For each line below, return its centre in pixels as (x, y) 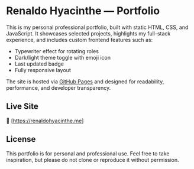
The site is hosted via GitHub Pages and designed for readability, (85, 82)
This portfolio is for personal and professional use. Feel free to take (88, 153)
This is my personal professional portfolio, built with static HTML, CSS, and (97, 27)
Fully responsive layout (43, 70)
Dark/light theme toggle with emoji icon (63, 57)
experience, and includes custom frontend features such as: (80, 40)
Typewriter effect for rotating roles (57, 51)
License (21, 139)
